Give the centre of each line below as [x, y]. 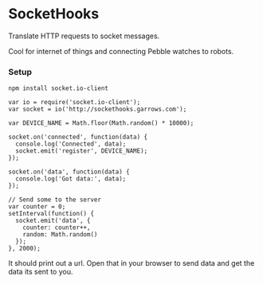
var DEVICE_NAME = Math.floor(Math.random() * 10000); [101, 123]
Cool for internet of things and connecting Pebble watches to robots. [121, 51]
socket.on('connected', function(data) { [78, 137]
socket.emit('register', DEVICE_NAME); [82, 151]
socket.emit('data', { [53, 221]
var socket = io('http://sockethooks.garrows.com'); [98, 109]
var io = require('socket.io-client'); [75, 103]
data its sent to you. [41, 272]
